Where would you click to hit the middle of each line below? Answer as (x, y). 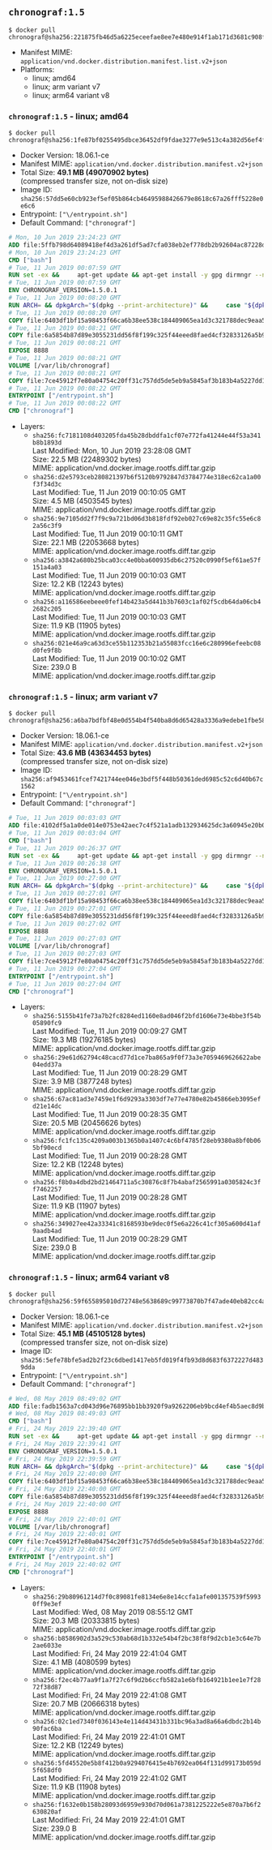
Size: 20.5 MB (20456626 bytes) (87, 1123)
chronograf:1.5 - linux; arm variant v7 (83, 697)
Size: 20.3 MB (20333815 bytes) (86, 1620)
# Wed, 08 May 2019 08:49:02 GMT (65, 1398)
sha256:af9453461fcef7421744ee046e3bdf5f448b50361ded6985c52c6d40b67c (142, 779)
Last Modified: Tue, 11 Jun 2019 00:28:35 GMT (110, 1114)
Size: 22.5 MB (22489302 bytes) (87, 459)
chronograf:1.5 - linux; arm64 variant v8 (89, 1277)
